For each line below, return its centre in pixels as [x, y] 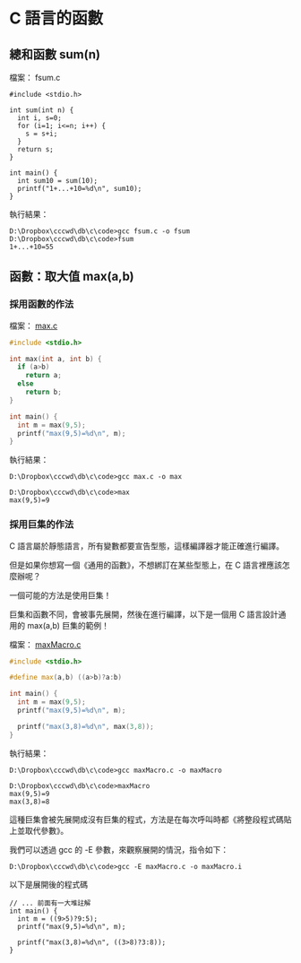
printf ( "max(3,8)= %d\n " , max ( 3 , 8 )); [86, 726]
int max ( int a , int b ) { [56, 359]
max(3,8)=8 [30, 802]
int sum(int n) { [42, 110]
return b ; [44, 392]
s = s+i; [42, 134]
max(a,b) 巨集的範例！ [68, 625]
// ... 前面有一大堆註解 [50, 903]
